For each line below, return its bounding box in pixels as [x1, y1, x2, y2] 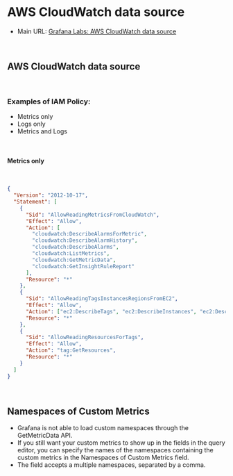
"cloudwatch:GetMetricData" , [32, 256, 116, 263]
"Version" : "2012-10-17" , [13, 192, 89, 199]
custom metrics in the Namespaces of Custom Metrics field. [17, 453, 189, 462]
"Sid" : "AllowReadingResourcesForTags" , [25, 334, 144, 341]
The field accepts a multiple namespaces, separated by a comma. [17, 461, 206, 469]
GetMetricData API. [17, 432, 73, 440]
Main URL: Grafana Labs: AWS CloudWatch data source [17, 27, 177, 35]
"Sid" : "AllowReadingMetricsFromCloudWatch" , [25, 211, 159, 218]
